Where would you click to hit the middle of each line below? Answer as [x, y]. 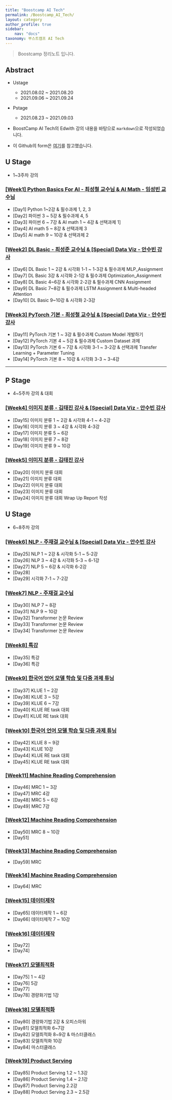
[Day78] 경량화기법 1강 [36, 995]
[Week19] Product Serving [39, 1061]
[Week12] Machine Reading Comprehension [61, 820]
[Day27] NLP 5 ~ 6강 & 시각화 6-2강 [50, 567]
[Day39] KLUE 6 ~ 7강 [36, 703]
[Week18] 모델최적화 [30, 1010]
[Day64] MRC [27, 887]
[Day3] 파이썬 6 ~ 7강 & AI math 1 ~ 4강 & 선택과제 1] [67, 222]
